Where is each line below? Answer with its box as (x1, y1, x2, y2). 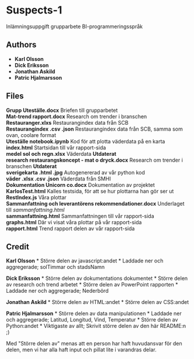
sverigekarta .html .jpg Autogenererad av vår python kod (6, 169, 145, 176)
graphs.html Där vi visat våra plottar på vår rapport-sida (6, 218, 142, 225)
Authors (6, 40, 37, 50)
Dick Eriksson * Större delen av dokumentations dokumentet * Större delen (6, 275, 188, 282)
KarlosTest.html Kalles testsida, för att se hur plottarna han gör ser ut (6, 187, 174, 194)
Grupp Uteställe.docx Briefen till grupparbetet (6, 107, 118, 114)
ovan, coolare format (6, 131, 57, 138)
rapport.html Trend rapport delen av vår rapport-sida (6, 225, 135, 232)
